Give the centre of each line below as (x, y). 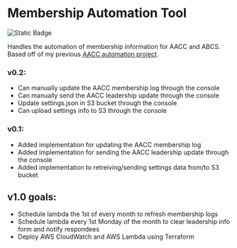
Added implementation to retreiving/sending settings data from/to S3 (118, 167)
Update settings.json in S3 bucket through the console (97, 103)
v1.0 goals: (32, 197)
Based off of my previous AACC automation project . (83, 54)
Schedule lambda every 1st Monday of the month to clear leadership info (124, 222)
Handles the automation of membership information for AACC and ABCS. (114, 46)
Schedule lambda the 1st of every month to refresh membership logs (118, 214)
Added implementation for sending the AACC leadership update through (123, 152)
